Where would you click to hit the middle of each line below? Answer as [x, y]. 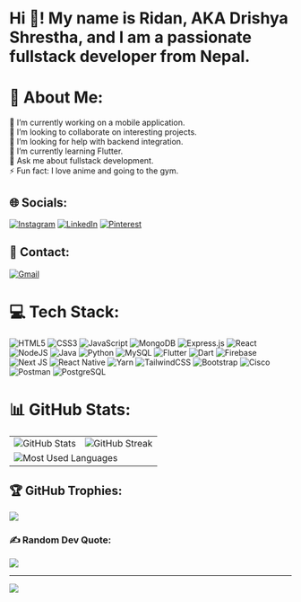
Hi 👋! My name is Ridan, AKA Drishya [149, 18]
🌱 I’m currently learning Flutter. [66, 151]
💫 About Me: [56, 97]
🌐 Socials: [39, 203]
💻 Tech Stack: [64, 311]
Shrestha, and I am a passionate [131, 37]
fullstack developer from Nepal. [130, 57]
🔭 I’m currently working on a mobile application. [97, 123]
